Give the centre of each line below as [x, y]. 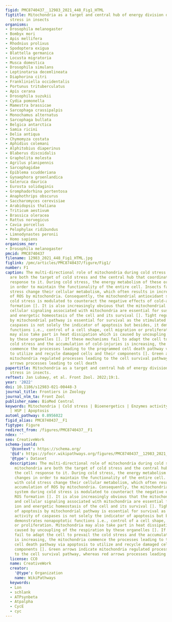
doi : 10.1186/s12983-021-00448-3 [41, 387]
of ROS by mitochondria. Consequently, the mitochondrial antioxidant [87, 296]
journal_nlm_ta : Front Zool [35, 396]
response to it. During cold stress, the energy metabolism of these [85, 282]
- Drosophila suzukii [28, 96]
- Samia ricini [21, 129]
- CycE [17, 607]
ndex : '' [15, 435]
